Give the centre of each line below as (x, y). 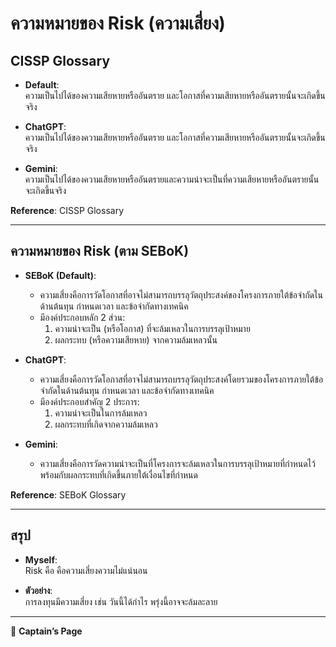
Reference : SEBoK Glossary (68, 494)
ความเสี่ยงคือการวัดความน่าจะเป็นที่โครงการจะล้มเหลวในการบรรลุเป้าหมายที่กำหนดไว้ (177, 463)
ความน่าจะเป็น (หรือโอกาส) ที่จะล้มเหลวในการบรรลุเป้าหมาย (152, 328)
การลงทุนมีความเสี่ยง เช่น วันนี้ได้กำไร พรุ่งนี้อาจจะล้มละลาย (121, 601)
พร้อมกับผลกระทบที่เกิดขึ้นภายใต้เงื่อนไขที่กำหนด (118, 474)
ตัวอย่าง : (38, 590)
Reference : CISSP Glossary (67, 210)
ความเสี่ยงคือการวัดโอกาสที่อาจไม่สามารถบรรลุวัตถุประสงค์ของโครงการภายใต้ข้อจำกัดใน (181, 294)
